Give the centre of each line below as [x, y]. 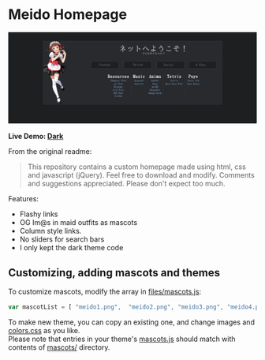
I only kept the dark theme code [71, 248]
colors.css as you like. [44, 331]
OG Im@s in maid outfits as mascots [78, 223]
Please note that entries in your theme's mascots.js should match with [122, 339]
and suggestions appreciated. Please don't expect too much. [127, 184]
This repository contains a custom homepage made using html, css [136, 167]
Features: [24, 199]
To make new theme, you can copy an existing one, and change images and [131, 322]
